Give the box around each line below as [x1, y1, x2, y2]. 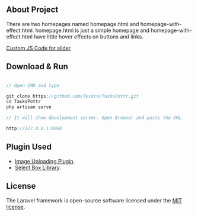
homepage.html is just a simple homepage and [35, 27, 149, 34]
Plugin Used [6, 142, 52, 152]
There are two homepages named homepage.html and [6, 20, 139, 27]
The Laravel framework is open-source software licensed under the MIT [6, 196, 183, 204]
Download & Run [6, 62, 68, 72]
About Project [6, 5, 59, 15]
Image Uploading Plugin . [14, 157, 75, 165]
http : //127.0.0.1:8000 [6, 125, 62, 131]
